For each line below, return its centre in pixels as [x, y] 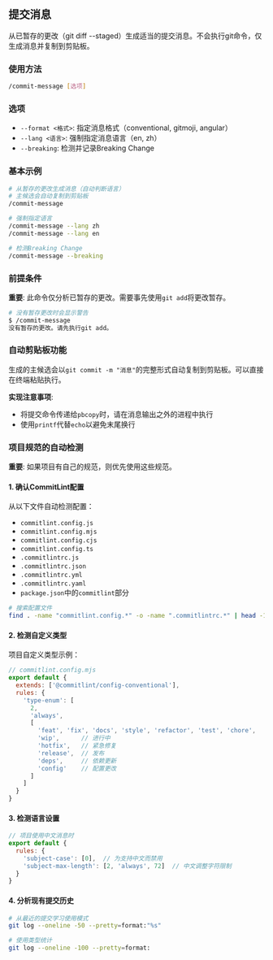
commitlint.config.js [56, 523]
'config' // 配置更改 [77, 768]
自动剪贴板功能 [38, 350]
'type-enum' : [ [49, 700]
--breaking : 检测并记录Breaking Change [87, 148]
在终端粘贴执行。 [37, 380]
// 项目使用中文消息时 [41, 836]
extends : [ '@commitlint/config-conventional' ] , [98, 685]
